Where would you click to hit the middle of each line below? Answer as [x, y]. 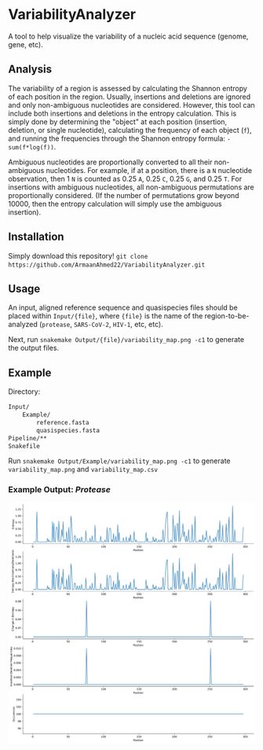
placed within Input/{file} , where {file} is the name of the [106, 316]
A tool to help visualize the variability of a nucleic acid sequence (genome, [128, 36]
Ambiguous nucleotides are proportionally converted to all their [110, 162]
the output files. [34, 348]
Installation [36, 237]
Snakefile [24, 447]
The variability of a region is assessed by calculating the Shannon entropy [128, 88]
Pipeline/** [27, 439]
